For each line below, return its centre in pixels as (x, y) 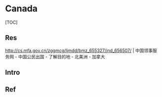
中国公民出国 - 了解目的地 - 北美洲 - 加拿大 (61, 56)
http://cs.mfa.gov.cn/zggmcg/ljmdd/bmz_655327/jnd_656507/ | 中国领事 (79, 50)
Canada (21, 9)
